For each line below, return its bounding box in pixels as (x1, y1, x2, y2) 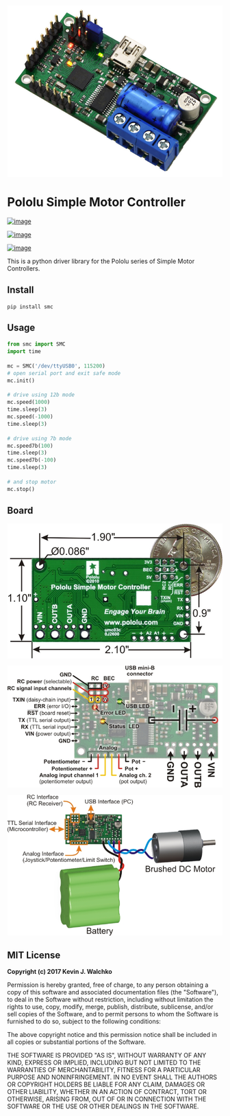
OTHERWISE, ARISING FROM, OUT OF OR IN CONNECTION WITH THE (7, 1095, 207, 1103)
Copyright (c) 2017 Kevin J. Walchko (7, 968, 113, 975)
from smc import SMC (7, 341, 66, 348)
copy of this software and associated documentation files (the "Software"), (7, 988, 219, 996)
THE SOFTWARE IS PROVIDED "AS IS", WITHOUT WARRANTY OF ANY (7, 1051, 207, 1059)
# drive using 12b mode (7, 391, 75, 398)
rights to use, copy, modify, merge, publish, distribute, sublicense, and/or (7, 1003, 214, 1011)
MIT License (7, 949, 61, 961)
